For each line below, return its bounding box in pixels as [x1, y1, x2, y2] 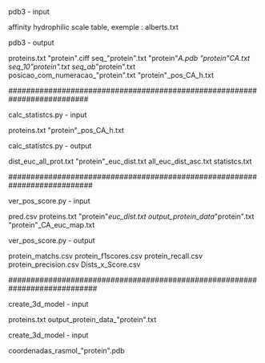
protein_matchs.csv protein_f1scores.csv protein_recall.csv [8, 252, 203, 260]
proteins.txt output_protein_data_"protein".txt [8, 315, 157, 324]
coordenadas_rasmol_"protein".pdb [8, 346, 126, 355]
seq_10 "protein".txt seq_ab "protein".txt [8, 62, 136, 71]
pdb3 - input [8, 7, 50, 16]
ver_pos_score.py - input [8, 196, 90, 205]
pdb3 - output [8, 38, 54, 47]
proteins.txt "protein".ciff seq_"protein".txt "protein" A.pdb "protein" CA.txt [8, 54, 251, 63]
